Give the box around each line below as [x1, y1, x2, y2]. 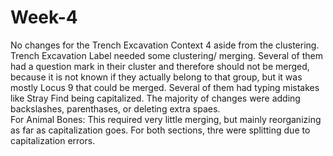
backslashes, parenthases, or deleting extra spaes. [10, 102, 221, 115]
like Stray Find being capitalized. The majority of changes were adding [10, 92, 301, 104]
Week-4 [10, 6, 78, 29]
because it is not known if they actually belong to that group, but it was [10, 71, 303, 83]
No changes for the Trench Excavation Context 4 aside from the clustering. [10, 39, 320, 51]
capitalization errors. [10, 134, 96, 146]
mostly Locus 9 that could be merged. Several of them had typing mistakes [10, 81, 320, 93]
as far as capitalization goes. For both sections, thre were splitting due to [10, 124, 311, 136]
